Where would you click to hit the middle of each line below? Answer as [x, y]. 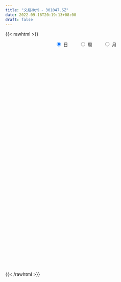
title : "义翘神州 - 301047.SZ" [37, 10]
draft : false [19, 19]
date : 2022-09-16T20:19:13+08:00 [41, 15]
